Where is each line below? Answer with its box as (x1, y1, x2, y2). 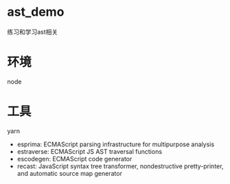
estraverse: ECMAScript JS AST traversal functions (16, 147, 163, 155)
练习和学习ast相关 (7, 27, 58, 36)
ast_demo (7, 4, 65, 20)
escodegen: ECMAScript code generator (16, 154, 133, 163)
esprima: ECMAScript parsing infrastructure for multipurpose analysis (16, 140, 215, 148)
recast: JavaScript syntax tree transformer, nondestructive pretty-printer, (16, 162, 224, 170)
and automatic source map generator (16, 169, 122, 177)
